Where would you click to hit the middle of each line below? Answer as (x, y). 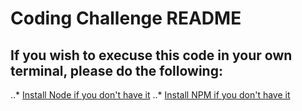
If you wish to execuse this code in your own (151, 55)
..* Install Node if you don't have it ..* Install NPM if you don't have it (150, 95)
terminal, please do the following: (116, 70)
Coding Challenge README (126, 18)
